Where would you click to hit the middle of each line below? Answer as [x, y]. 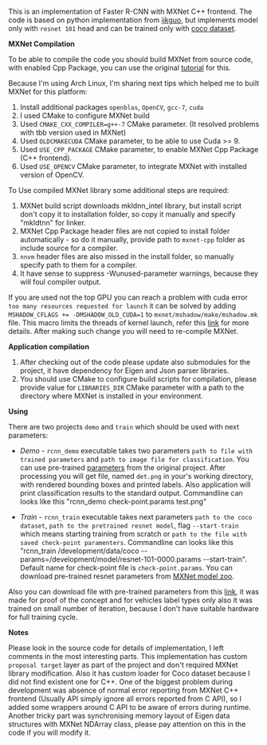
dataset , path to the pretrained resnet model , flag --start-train [129, 525]
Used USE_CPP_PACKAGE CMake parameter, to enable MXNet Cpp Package [139, 149]
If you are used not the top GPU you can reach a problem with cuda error [128, 297]
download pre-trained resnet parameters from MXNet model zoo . [127, 576]
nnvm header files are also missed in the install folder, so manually [127, 257]
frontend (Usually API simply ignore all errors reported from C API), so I [125, 699]
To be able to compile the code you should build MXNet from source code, [131, 59]
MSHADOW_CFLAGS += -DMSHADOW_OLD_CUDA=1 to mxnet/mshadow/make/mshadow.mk [133, 314]
